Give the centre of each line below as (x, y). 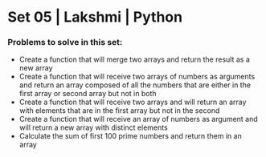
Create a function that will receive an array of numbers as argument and (138, 119)
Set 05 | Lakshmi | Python (95, 17)
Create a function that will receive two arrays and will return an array (133, 102)
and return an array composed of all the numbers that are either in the (135, 85)
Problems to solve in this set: (65, 42)
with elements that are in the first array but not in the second (119, 111)
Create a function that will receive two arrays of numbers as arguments (137, 77)
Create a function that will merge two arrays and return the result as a (135, 59)
